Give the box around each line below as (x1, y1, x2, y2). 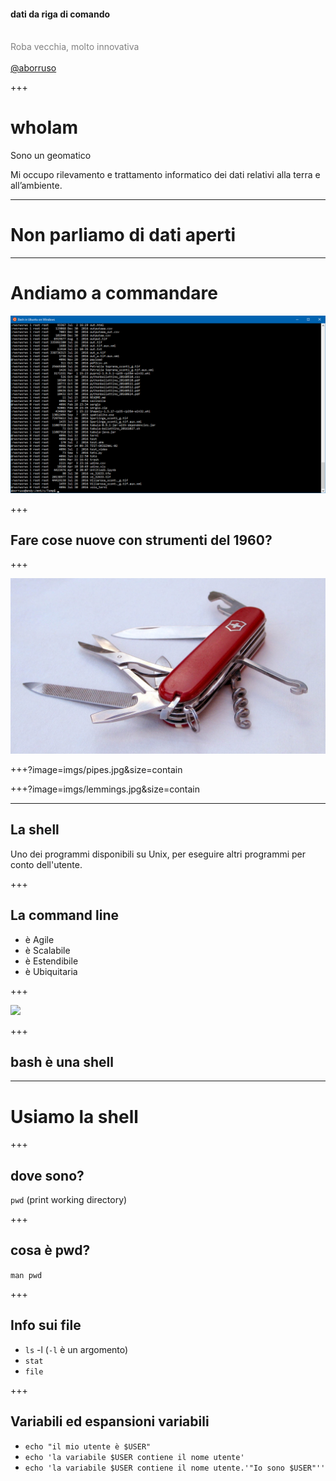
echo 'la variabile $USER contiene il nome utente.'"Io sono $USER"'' (24, 1463, 326, 1473)
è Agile (24, 933, 55, 945)
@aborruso (10, 62, 57, 74)
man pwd (10, 1270, 43, 1280)
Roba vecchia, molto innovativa (10, 41, 140, 53)
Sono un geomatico (10, 150, 92, 162)
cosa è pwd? (10, 1242, 91, 1259)
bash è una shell (10, 1053, 114, 1070)
